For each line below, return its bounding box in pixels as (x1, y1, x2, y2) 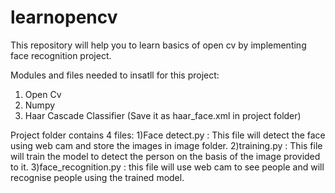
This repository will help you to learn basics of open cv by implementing (10, 39, 307, 51)
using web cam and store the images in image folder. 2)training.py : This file (10, 139, 323, 151)
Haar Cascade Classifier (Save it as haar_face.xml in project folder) (24, 109, 302, 121)
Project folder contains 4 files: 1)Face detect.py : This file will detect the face (10, 129, 326, 141)
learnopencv (10, 6, 118, 29)
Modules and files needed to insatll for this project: (10, 69, 220, 81)
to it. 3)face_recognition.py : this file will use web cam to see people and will (10, 161, 325, 173)
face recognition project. (10, 49, 112, 61)
